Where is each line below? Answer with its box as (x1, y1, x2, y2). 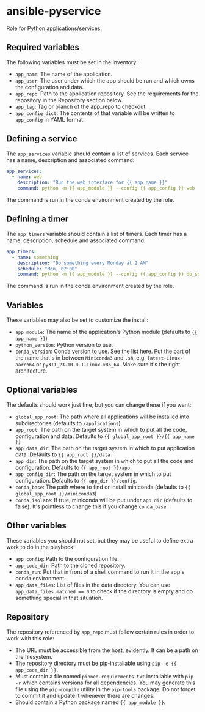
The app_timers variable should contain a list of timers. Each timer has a (6, 230, 187, 237)
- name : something (12, 254, 59, 261)
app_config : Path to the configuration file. (15, 555, 119, 562)
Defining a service (6, 133, 77, 144)
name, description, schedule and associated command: (6, 237, 146, 244)
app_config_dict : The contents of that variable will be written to (15, 109, 175, 117)
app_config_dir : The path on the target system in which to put (15, 470, 171, 478)
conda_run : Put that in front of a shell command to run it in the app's (15, 568, 185, 576)
